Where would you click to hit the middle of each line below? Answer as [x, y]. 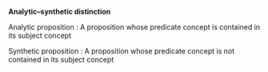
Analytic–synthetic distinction [60, 12]
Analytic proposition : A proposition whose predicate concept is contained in [134, 27]
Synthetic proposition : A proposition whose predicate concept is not [122, 51]
